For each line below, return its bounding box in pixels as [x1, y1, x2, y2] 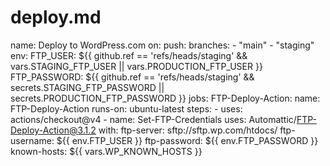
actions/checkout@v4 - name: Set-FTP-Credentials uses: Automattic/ [10, 113, 297, 125]
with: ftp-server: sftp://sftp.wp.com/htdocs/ [98, 124, 278, 136]
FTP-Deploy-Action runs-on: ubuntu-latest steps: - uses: [10, 102, 243, 115]
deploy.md [10, 6, 102, 29]
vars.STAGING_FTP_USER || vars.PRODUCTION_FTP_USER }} [10, 60, 263, 72]
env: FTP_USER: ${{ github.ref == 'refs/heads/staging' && [10, 49, 248, 61]
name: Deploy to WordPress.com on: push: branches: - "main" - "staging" [10, 39, 315, 51]
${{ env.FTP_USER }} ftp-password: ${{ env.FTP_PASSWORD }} [56, 134, 319, 146]
